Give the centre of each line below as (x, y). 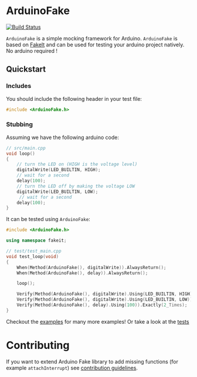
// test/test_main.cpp (34, 251)
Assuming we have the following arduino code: (62, 137)
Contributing (38, 345)
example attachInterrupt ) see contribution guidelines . (72, 368)
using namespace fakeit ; (36, 241)
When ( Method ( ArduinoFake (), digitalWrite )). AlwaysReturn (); (91, 267)
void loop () (21, 154)
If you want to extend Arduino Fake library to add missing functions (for (92, 361)
